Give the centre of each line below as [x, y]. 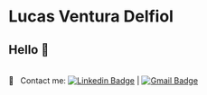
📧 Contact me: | [74, 81]
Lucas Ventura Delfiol [91, 17]
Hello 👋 [29, 50]
